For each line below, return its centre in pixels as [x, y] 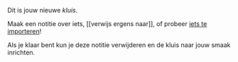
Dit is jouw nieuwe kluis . [43, 10]
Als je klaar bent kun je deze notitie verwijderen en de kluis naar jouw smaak [119, 45]
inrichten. [21, 52]
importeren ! [25, 31]
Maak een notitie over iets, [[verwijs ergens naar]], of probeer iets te [107, 24]
